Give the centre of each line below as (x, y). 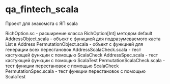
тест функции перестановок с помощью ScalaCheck (62, 66)
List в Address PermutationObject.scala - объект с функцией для (74, 44)
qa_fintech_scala (42, 9)
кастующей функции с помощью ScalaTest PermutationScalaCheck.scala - (85, 60)
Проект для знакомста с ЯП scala (41, 23)
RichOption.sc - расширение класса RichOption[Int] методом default (79, 33)
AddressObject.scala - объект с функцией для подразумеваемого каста (83, 39)
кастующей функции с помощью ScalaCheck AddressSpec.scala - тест (82, 55)
